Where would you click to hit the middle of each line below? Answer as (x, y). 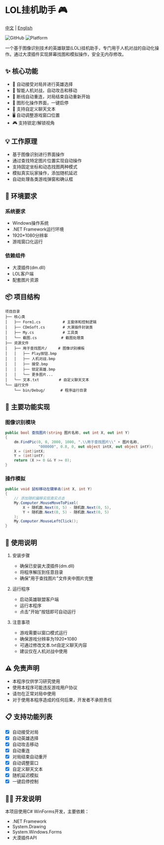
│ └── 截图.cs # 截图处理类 (45, 338)
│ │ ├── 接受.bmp (27, 364)
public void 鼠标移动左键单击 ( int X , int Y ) (49, 489)
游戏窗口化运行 (27, 242)
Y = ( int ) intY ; (30, 456)
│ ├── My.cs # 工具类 (42, 333)
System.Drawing (29, 827)
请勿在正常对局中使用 (34, 694)
